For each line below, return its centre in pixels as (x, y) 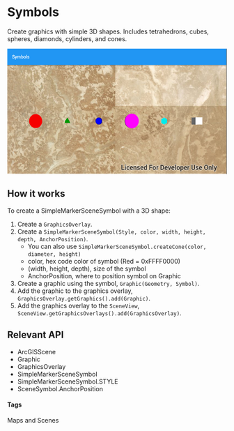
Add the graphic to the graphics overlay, (75, 291)
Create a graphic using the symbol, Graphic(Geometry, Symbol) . (108, 283)
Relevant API (36, 335)
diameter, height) (54, 254)
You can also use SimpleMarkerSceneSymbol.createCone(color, (117, 246)
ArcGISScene (37, 351)
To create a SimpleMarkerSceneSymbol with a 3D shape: (89, 211)
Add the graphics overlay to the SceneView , (78, 305)
